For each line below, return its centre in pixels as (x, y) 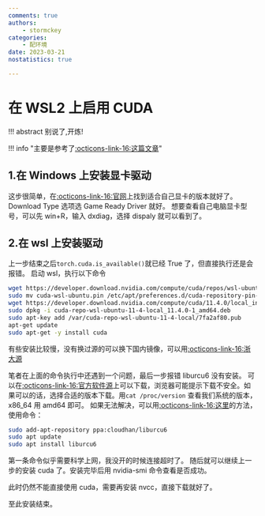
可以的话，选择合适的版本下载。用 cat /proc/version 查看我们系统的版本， (136, 395)
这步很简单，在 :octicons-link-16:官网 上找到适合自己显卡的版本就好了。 (123, 196)
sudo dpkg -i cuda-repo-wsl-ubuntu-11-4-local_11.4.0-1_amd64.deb (119, 311)
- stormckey (42, 30)
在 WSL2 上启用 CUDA (81, 108)
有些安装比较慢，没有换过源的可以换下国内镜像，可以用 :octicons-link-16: (126, 348)
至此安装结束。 (32, 504)
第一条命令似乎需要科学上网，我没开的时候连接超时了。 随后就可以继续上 (127, 461)
